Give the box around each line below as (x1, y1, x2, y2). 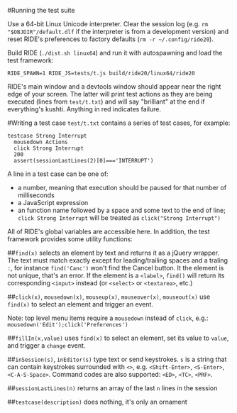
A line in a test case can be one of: (7, 170, 109, 178)
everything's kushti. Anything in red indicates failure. (7, 105, 162, 113)
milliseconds (17, 191, 55, 199)
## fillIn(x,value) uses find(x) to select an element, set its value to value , (7, 334, 229, 342)
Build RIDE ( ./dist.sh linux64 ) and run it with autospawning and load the (7, 49, 223, 57)
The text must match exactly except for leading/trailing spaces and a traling (7, 256, 228, 265)
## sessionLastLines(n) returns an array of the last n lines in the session (7, 384, 218, 392)
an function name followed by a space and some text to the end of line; (17, 206, 226, 214)
